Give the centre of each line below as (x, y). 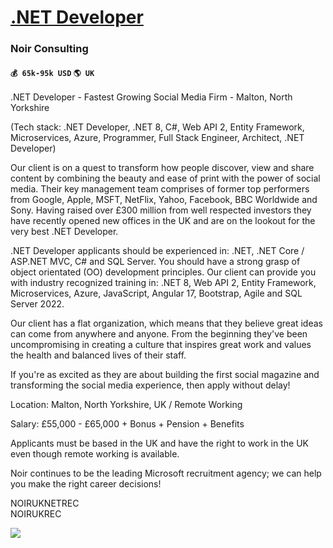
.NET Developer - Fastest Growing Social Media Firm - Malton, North (151, 97)
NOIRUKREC (36, 514)
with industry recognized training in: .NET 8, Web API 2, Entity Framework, (163, 283)
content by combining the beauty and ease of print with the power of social (165, 178)
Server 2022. (37, 304)
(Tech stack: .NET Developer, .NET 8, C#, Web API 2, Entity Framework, (157, 127)
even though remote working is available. (95, 454)
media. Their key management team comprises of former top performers (160, 189)
